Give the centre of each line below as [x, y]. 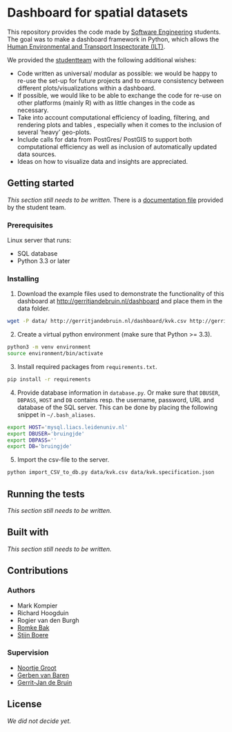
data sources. [37, 154]
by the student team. [37, 207]
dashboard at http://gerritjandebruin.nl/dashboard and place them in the [120, 301]
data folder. [33, 308]
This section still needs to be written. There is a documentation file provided [115, 200]
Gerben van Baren [43, 675]
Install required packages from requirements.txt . [87, 366]
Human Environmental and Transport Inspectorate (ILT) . [86, 46]
